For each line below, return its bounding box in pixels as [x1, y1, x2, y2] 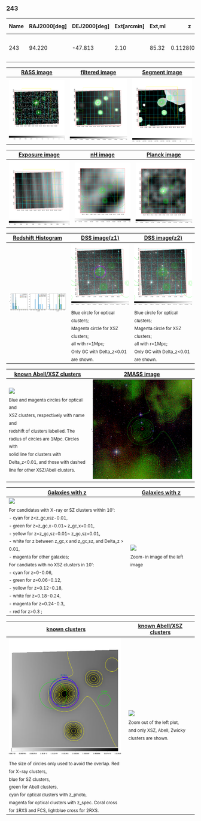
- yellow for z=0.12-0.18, [8, 585, 63, 591]
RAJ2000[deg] [29, 23, 67, 30]
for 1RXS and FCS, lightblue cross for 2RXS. [8, 807, 99, 813]
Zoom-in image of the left [130, 554, 184, 560]
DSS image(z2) [144, 234, 182, 242]
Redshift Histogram [13, 234, 63, 242]
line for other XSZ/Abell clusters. [8, 467, 75, 473]
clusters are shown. [128, 735, 169, 741]
